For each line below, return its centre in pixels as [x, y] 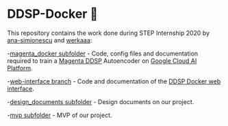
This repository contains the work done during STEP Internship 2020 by [109, 33]
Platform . [20, 68]
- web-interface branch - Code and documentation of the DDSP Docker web [114, 81]
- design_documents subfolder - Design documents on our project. [101, 101]
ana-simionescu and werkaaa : [50, 40]
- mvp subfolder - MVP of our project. [60, 115]
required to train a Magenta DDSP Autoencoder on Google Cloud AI [102, 60]
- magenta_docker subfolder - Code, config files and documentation [103, 53]
